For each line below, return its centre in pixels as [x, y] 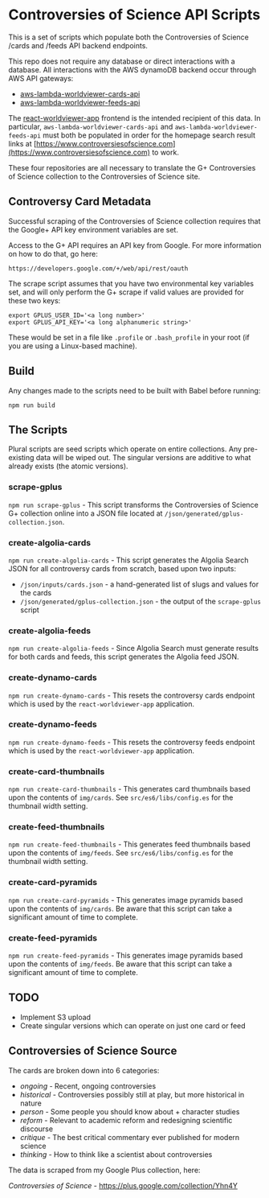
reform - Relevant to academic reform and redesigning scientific [126, 1120]
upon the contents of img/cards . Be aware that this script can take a [120, 908]
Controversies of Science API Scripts [134, 15]
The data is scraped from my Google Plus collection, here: [104, 1170]
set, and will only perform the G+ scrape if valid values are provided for [126, 292]
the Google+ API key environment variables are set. [94, 229]
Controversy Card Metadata [79, 202]
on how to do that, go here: [53, 253]
